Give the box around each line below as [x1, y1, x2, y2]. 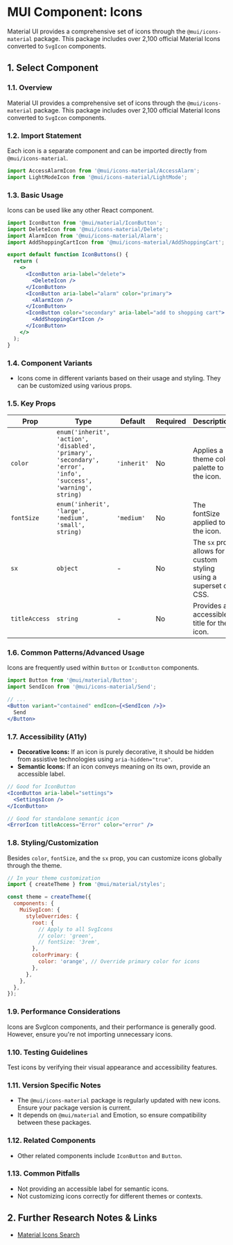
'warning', [56, 484, 92, 492]
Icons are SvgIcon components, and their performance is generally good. [7, 1022, 216, 1031]
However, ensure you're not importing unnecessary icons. [7, 1030, 173, 1038]
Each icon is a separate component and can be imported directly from [7, 147, 207, 155]
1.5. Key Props [7, 399, 56, 408]
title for [193, 619, 216, 628]
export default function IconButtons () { [7, 251, 129, 258]
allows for [193, 546, 225, 556]
